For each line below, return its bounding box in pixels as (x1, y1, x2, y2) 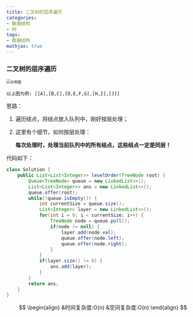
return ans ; (28, 280, 59, 287)
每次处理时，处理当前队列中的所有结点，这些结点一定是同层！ (15, 142, 172, 149)
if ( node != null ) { (50, 223, 100, 230)
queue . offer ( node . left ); (61, 235, 124, 241)
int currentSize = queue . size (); (39, 201, 124, 207)
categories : (6, 15, 37, 21)
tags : (6, 32, 20, 38)
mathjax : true (6, 44, 43, 50)
